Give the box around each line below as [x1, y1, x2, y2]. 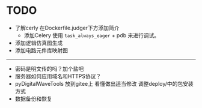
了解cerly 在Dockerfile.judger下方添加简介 [14, 24, 120, 31]
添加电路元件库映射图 [14, 46, 68, 54]
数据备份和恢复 [14, 95, 52, 102]
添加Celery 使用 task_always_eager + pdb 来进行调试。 [23, 31, 160, 39]
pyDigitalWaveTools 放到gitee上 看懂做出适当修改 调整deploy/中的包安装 [14, 80, 194, 87]
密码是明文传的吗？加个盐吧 [14, 65, 84, 72]
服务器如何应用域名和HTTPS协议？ [14, 73, 102, 80]
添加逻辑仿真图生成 [14, 39, 63, 46]
